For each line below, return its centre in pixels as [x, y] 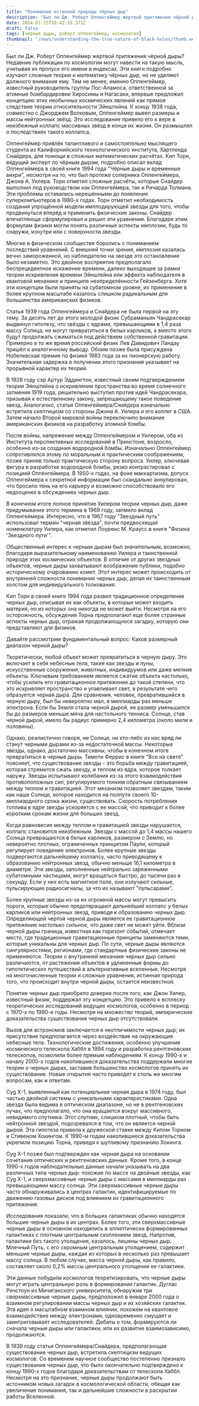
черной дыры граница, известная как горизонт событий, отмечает [91, 931]
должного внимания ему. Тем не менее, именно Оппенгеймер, [86, 81]
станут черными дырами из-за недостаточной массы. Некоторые [90, 744]
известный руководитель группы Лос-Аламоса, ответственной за [90, 88]
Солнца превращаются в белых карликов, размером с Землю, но [90, 837]
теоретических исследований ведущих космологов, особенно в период [98, 1006]
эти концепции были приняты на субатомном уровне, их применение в [97, 287]
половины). [20, 726]
